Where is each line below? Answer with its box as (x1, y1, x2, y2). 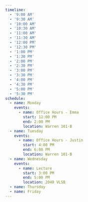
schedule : (5, 96, 26, 101)
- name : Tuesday (9, 128, 43, 133)
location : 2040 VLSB (23, 180, 66, 185)
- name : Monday (9, 101, 41, 106)
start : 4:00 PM (23, 142, 55, 148)
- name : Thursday (9, 184, 46, 189)
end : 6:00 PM (23, 147, 50, 152)
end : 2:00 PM (23, 119, 50, 124)
